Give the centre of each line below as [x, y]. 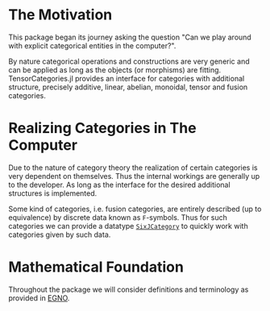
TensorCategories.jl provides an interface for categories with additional [127, 78]
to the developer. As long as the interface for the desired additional [120, 185]
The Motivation [60, 15]
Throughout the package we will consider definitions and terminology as [129, 289]
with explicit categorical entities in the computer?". [92, 45]
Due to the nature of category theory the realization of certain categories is [133, 168]
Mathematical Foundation [96, 267]
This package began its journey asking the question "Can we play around [130, 37]
